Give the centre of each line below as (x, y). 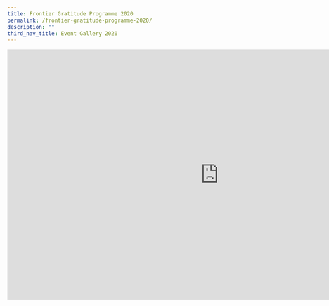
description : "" (31, 27)
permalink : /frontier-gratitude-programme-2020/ (80, 20)
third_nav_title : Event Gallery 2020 (63, 33)
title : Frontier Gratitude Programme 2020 (70, 14)
